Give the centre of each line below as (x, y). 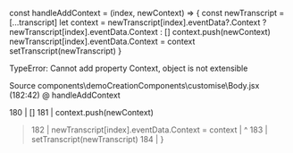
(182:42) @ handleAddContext (65, 95)
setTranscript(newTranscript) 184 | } (97, 139)
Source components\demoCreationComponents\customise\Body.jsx (134, 85)
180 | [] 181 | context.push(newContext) (81, 112)
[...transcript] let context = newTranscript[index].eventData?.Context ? (138, 22)
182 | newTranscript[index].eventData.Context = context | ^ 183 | (149, 130)
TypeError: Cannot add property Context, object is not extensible (129, 68)
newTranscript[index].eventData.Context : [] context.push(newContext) (140, 32)
